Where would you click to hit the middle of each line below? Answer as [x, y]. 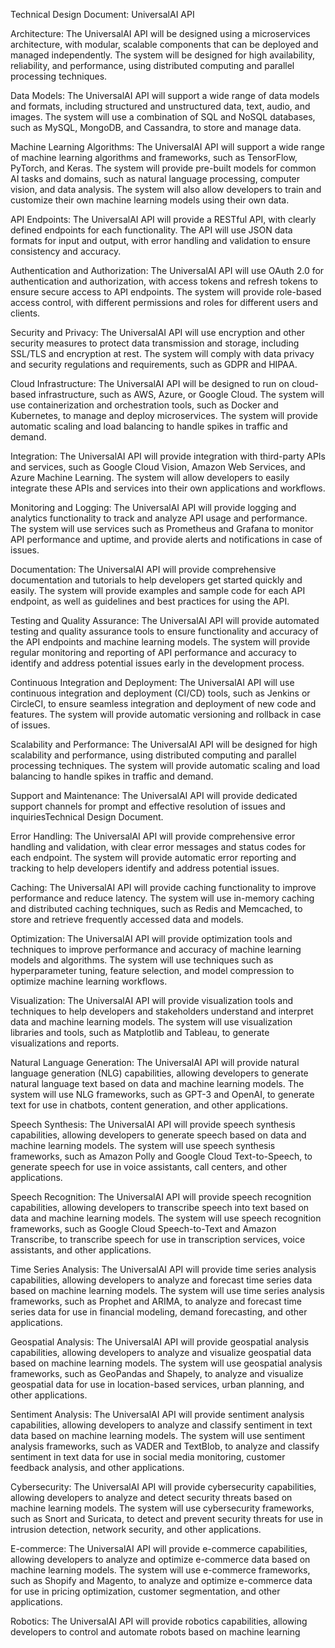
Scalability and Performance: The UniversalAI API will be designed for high [164, 744]
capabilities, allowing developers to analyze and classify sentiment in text [161, 1425]
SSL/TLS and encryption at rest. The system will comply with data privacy [162, 353]
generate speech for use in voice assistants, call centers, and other [149, 1167]
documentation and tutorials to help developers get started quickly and [156, 580]
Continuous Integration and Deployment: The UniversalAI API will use [152, 682]
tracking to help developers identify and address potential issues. [145, 868]
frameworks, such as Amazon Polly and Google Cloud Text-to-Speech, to [161, 1156]
